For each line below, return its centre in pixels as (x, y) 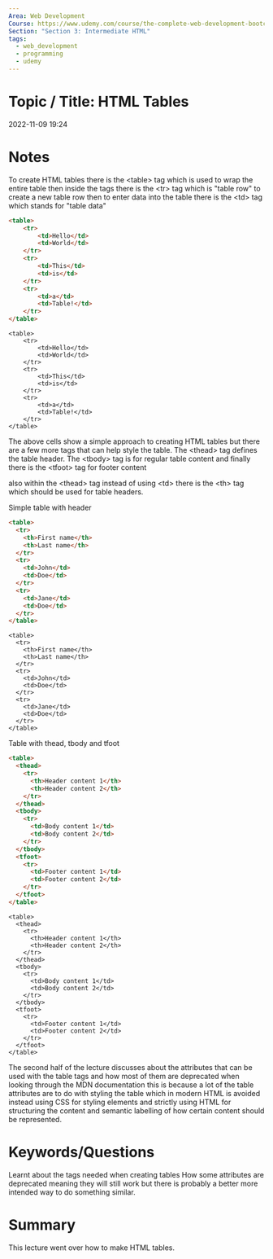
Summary (42, 1224)
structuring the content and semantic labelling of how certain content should (136, 1110)
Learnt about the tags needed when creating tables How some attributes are (136, 1174)
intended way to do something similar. (72, 1192)
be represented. (35, 1119)
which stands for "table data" (58, 205)
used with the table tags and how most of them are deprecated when (124, 1076)
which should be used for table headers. (76, 492)
